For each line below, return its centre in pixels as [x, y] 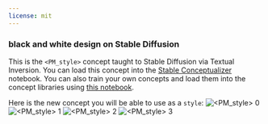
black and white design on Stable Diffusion [94, 43]
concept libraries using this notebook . [71, 87]
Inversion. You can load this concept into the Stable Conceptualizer [120, 70]
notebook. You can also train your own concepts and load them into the [127, 78]
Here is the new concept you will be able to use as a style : [106, 102]
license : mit [30, 16]
